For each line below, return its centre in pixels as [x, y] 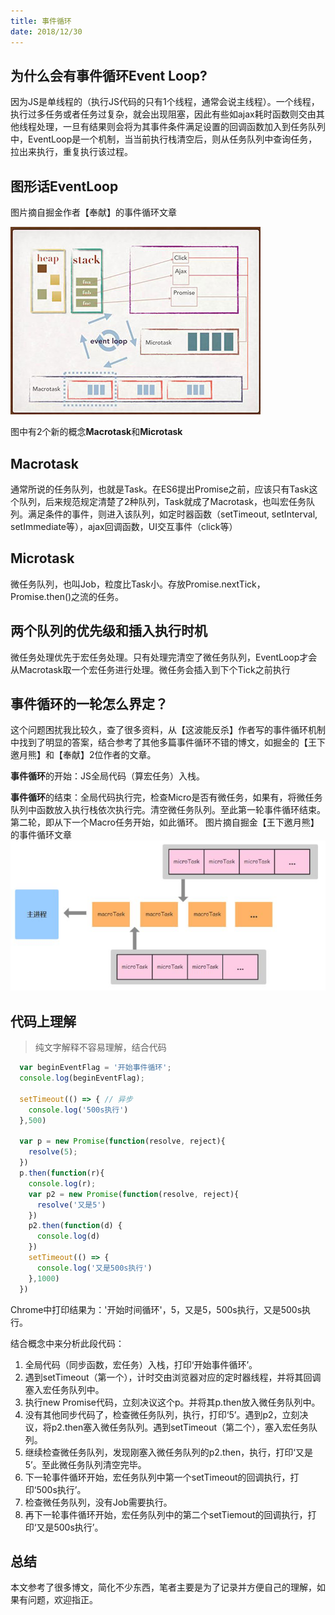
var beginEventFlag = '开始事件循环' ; [95, 1068]
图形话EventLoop [64, 186]
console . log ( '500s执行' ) [78, 1110]
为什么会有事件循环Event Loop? [109, 75]
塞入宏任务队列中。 [64, 1389]
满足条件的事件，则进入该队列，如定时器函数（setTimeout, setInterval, [172, 514]
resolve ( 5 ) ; [53, 1152]
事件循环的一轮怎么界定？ [89, 703]
